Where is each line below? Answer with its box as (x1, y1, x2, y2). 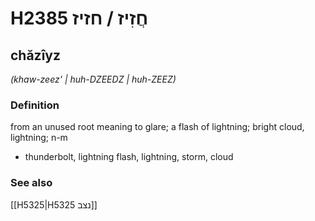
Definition (10, 98, 60, 112)
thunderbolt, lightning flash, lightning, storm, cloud (24, 151, 234, 163)
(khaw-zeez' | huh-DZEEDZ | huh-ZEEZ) (10, 73, 177, 85)
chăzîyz (10, 47, 62, 64)
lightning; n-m (10, 132, 68, 144)
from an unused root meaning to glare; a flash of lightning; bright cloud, (10, 121, 305, 133)
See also (10, 176, 53, 190)
